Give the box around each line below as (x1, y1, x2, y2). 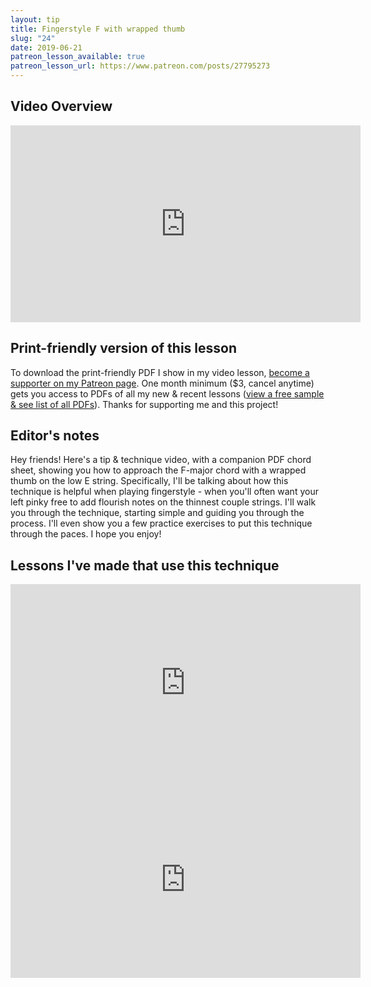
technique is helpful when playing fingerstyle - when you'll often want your (10, 486, 319, 498)
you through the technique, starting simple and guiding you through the (10, 507, 305, 519)
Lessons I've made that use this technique (10, 557, 280, 574)
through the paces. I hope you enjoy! (10, 528, 162, 540)
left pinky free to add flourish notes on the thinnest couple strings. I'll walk (10, 496, 317, 508)
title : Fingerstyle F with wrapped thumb (10, 24, 186, 34)
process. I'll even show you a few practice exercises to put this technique (10, 517, 313, 530)
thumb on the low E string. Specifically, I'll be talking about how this (10, 475, 289, 487)
